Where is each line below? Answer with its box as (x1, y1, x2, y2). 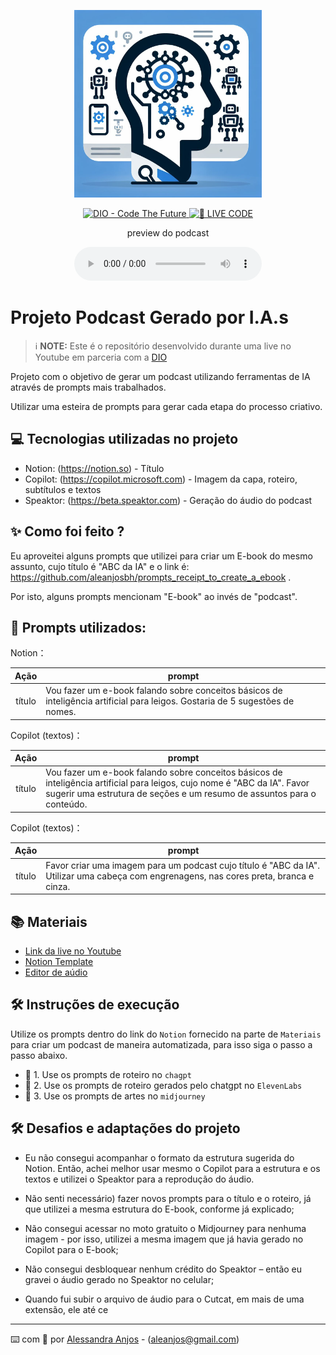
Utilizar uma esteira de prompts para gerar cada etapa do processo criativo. (10, 400, 323, 412)
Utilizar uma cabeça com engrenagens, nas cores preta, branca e (45, 870, 315, 882)
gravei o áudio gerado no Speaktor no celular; (24, 1273, 215, 1285)
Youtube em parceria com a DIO (34, 351, 168, 363)
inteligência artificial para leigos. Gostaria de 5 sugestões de (45, 695, 295, 707)
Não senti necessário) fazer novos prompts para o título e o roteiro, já (24, 1192, 312, 1204)
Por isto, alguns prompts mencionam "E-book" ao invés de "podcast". (10, 590, 298, 602)
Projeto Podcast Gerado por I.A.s (10, 306, 289, 329)
